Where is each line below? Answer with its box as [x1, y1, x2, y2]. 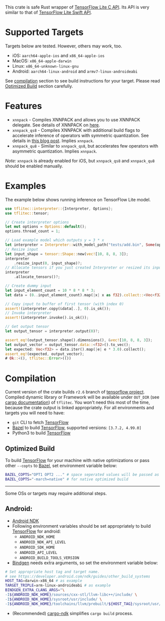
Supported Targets [5, 27, 83, 38]
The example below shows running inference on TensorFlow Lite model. [5, 196, 151, 202]
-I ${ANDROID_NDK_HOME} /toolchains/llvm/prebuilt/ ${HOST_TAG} [5, 601, 133, 606]
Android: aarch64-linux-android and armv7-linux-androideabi [12, 68, 138, 74]
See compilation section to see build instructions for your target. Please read [5, 78, 160, 83]
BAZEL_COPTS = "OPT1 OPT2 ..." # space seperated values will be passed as [5, 472, 160, 477]
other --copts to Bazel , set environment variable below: [5, 463, 117, 468]
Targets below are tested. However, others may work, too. [5, 43, 122, 49]
